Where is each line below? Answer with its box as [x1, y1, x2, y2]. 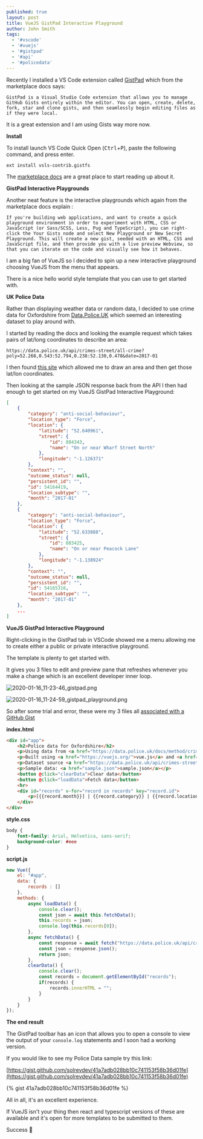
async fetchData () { [28, 935, 80, 941]
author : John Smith [6, 25, 56, 32]
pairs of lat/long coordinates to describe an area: [6, 336, 128, 343]
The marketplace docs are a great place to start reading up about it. [6, 173, 175, 180]
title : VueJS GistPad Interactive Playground [6, 20, 123, 26]
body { [6, 827, 23, 834]
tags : [6, 31, 20, 38]
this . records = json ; [38, 918, 94, 924]
